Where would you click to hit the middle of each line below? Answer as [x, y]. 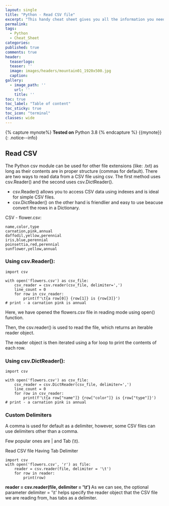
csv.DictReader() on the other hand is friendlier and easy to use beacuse [88, 202]
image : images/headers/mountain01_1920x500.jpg [61, 71]
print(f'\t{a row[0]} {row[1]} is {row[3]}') [72, 298]
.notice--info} [23, 137]
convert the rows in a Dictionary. [46, 208]
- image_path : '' [28, 85]
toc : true [16, 99]
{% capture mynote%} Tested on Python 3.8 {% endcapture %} [71, 132]
